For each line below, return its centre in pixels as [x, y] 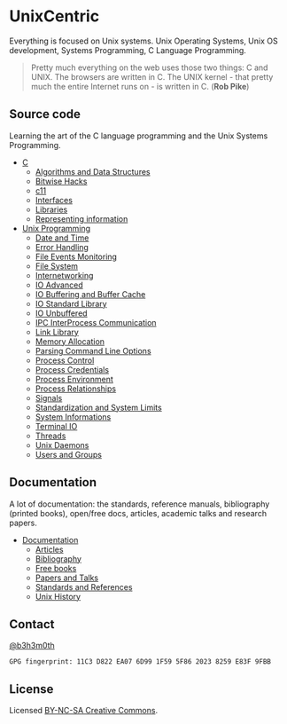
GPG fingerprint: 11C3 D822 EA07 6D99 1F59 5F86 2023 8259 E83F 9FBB [140, 662]
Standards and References [84, 586]
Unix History [58, 596]
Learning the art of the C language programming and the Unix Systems [139, 136]
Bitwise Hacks [61, 181]
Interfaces [54, 200]
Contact [32, 624]
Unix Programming [56, 228]
